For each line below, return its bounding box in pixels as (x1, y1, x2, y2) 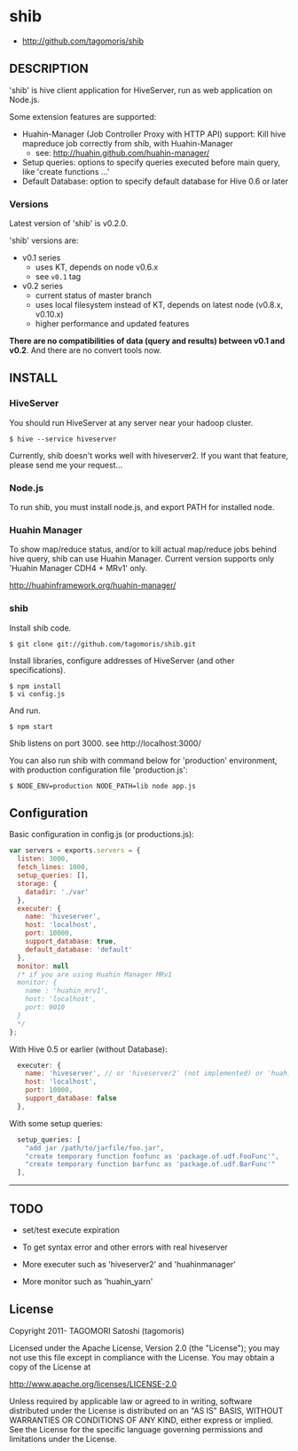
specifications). (9, 664, 67, 675)
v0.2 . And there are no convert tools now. (9, 345, 162, 356)
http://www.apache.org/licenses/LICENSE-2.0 (9, 1378, 177, 1389)
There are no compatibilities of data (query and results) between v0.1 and (9, 335, 286, 347)
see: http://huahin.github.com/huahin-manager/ (35, 147, 210, 158)
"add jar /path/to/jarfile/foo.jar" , (25, 1143, 165, 1152)
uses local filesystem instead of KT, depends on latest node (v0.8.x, (35, 300, 284, 310)
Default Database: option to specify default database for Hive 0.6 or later (21, 176, 288, 186)
